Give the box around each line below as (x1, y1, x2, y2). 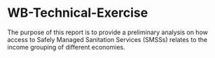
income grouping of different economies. (7, 43, 125, 51)
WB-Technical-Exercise (7, 5, 148, 21)
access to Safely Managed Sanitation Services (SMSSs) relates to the (7, 35, 208, 43)
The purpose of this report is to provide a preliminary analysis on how (7, 28, 208, 36)
